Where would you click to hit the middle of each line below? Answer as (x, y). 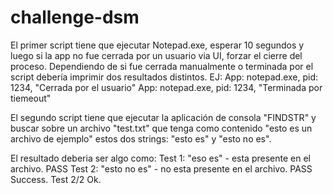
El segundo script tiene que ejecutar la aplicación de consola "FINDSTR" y (163, 117)
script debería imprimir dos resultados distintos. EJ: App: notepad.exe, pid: (164, 77)
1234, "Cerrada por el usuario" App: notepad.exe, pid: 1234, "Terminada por (166, 87)
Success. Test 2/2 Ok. (56, 179)
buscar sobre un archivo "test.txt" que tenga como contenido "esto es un (161, 128)
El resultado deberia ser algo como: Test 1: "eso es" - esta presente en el (160, 158)
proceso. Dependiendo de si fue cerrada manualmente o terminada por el (162, 66)
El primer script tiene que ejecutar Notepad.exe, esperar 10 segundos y (157, 45)
